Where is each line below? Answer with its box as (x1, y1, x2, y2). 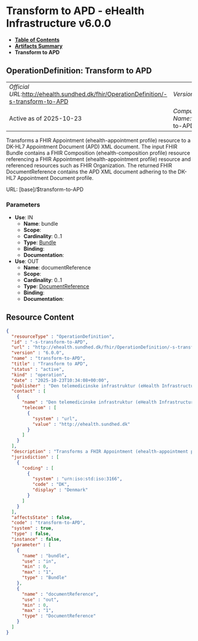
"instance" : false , (11, 537, 62, 543)
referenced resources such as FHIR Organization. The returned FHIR (6, 162, 172, 169)
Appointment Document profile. (17, 174, 94, 181)
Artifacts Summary (14, 42, 63, 50)
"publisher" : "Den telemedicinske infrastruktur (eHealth (11, 383, 160, 389)
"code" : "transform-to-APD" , (11, 520, 85, 526)
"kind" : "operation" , (11, 372, 67, 378)
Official (9, 83, 29, 91)
